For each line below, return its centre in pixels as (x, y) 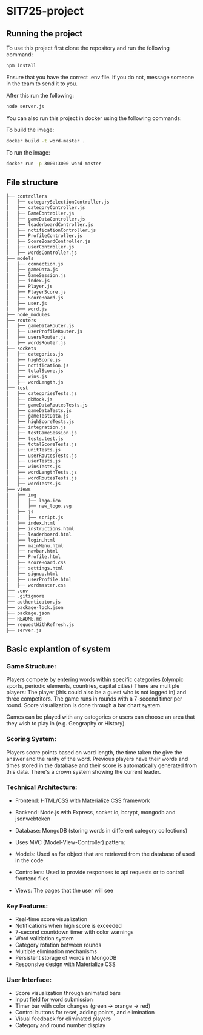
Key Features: (27, 906)
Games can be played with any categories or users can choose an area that (101, 717)
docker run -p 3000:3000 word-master (54, 164)
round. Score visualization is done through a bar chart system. (84, 705)
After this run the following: (40, 95)
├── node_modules (28, 314)
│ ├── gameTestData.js (38, 416)
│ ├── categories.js (35, 354)
